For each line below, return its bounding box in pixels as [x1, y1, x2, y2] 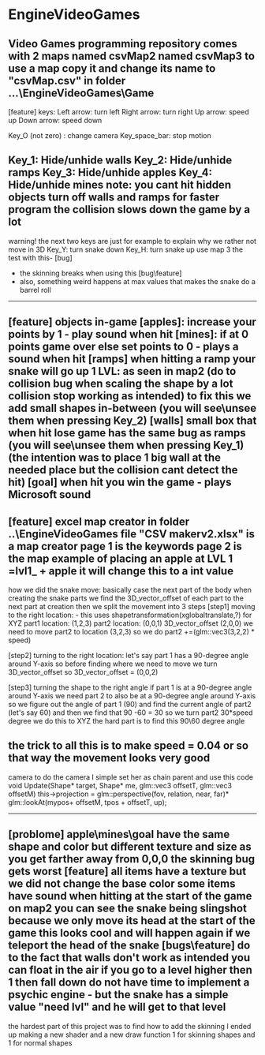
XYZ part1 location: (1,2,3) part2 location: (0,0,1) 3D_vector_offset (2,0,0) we [8, 619, 254, 628]
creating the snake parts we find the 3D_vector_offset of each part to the [8, 593, 244, 603]
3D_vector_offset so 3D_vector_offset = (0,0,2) [8, 668, 159, 677]
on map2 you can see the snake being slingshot [8, 902, 247, 915]
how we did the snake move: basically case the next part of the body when [8, 585, 252, 595]
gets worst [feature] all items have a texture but [8, 865, 247, 878]
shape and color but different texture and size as [8, 840, 252, 854]
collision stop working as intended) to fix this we [8, 389, 252, 403]
